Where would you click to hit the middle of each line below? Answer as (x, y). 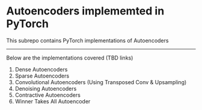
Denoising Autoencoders (46, 88)
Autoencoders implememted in (85, 11)
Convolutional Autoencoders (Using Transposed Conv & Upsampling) (101, 82)
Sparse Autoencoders (42, 76)
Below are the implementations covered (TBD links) (70, 58)
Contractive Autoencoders (48, 95)
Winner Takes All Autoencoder (53, 101)
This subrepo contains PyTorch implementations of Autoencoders (87, 40)
